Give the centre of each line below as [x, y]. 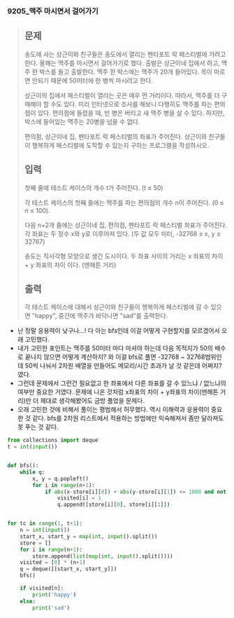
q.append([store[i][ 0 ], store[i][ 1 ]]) [114, 505]
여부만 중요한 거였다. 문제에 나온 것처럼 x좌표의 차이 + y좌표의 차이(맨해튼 [118, 392]
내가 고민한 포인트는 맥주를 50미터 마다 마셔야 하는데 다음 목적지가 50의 [115, 348]
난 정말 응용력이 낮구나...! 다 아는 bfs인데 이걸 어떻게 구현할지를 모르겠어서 [118, 331]
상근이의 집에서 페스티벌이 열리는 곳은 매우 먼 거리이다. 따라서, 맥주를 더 [122, 95]
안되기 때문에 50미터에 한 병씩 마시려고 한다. [93, 80]
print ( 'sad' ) [51, 607]
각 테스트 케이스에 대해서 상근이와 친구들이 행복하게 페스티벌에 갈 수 [117, 307]
